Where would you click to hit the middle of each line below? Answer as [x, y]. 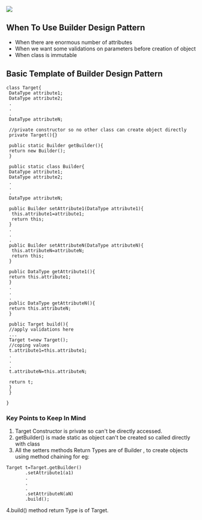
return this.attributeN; [40, 308]
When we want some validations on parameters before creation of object [105, 49]
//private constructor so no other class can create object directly [98, 130]
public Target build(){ [38, 324]
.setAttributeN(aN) [49, 494]
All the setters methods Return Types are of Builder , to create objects [101, 450]
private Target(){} [33, 135]
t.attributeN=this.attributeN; [48, 371]
